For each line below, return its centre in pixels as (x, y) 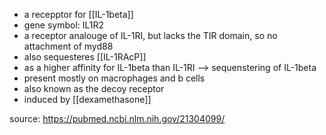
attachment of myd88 (68, 46)
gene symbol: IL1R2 (64, 25)
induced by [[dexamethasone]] (87, 99)
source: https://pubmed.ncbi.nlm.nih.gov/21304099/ (117, 118)
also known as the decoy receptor (94, 88)
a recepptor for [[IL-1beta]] (78, 14)
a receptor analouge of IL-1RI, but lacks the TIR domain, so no (150, 35)
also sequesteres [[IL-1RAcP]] (85, 57)
